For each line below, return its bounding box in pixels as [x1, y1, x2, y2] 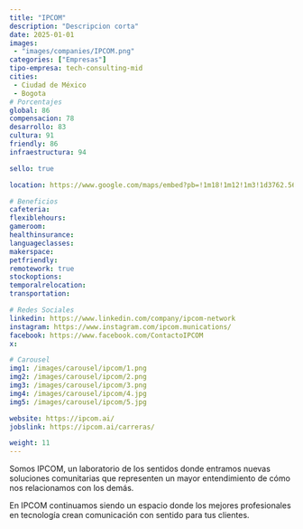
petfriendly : [9, 255, 59, 265]
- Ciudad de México [13, 80, 87, 90]
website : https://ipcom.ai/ [9, 413, 115, 423]
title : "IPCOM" [9, 13, 67, 23]
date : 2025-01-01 [9, 30, 75, 39]
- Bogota [13, 89, 47, 98]
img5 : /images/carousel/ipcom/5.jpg [9, 397, 147, 407]
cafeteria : [9, 205, 50, 214]
